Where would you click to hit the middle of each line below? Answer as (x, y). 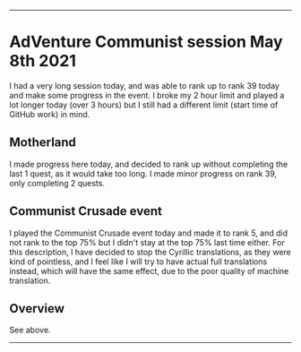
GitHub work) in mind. (50, 114)
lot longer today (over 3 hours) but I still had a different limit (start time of (144, 105)
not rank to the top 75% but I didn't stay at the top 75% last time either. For (147, 242)
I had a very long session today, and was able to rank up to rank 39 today (145, 85)
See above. (30, 330)
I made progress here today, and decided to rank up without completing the (149, 164)
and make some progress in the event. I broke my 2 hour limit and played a (147, 95)
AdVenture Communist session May (146, 42)
